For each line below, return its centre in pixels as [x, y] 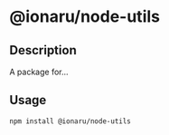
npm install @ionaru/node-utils [70, 121]
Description [43, 50]
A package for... [39, 72]
